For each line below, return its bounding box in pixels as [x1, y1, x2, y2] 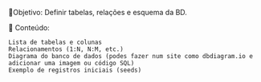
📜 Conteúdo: [8, 23, 50, 32]
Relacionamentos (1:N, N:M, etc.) [8, 45, 124, 53]
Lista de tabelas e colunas [8, 38, 103, 46]
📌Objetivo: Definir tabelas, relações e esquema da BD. [8, 8, 187, 17]
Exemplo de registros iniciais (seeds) [8, 66, 142, 74]
